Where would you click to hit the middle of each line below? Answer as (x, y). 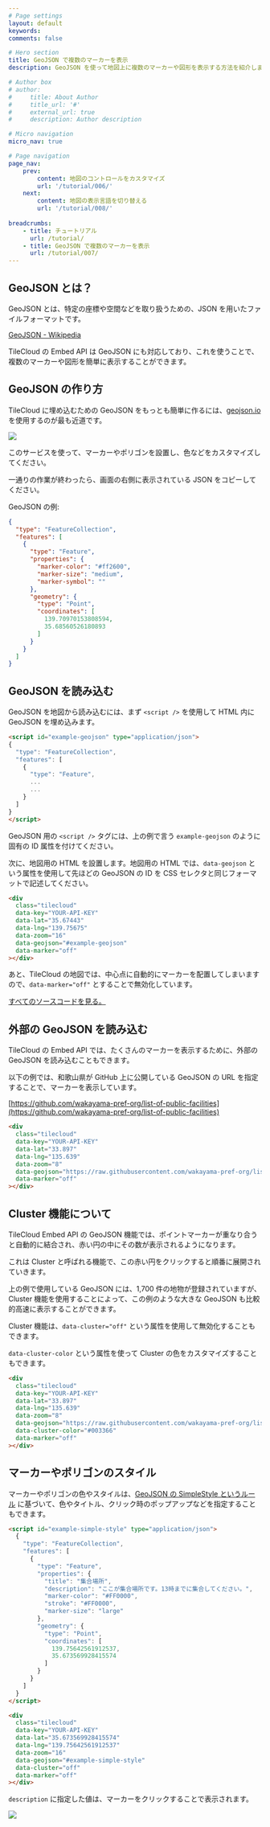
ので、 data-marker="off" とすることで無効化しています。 (102, 984)
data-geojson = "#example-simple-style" (81, 1760)
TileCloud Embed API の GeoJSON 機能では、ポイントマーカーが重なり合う (133, 1234)
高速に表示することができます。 (67, 1308)
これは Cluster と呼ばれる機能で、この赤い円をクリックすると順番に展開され (135, 1261)
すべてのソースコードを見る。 (57, 1001)
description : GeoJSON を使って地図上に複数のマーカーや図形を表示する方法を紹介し (133, 68)
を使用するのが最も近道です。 (57, 420)
